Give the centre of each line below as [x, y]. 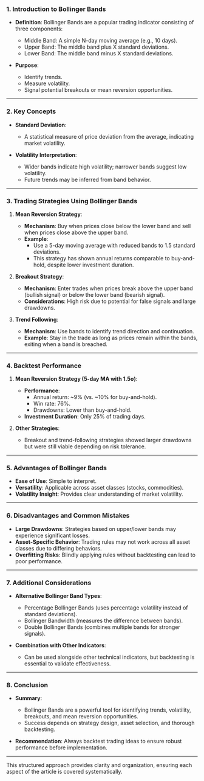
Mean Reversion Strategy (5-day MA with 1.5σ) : [76, 379]
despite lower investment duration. [90, 265]
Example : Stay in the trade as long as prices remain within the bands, [111, 338]
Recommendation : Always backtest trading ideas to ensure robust [98, 741]
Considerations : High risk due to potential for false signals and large [110, 301]
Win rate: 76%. [52, 404]
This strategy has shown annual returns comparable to [101, 258]
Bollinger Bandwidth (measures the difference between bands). [104, 621]
